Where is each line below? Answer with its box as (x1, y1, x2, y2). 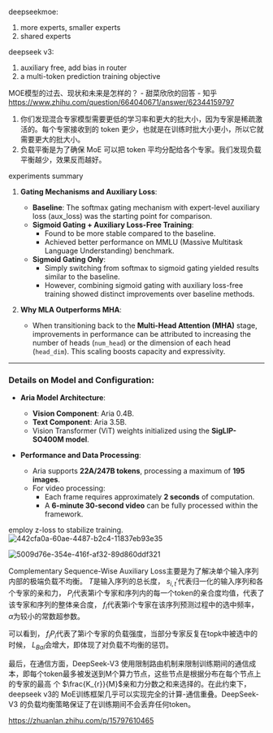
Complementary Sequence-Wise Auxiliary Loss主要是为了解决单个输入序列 (8, 566, 259, 576)
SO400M (32, 434, 64, 444)
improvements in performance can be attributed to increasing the (32, 329, 252, 338)
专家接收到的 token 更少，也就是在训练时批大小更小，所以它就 (55, 124, 264, 133)
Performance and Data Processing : (19, 451, 141, 460)
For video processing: (32, 483, 106, 493)
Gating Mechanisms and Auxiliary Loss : (19, 187, 158, 196)
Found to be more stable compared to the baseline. (44, 229, 216, 238)
